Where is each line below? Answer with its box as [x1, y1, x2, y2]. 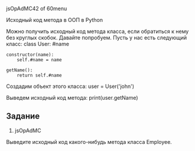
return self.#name [17, 73, 62, 78]
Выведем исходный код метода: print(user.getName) [6, 94, 138, 101]
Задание [6, 111, 40, 122]
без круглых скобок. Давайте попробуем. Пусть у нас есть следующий [6, 34, 187, 41]
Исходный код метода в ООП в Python [6, 17, 103, 23]
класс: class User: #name [6, 41, 70, 47]
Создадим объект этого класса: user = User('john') [6, 83, 135, 90]
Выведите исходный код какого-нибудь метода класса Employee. [6, 138, 173, 145]
